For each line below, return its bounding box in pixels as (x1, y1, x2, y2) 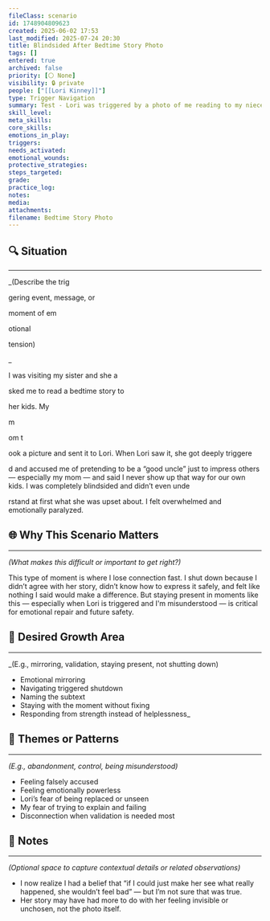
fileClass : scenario (8, 11, 78, 20)
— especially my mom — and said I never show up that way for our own (8, 473, 246, 482)
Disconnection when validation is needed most (19, 811, 175, 821)
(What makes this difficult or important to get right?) (8, 557, 182, 567)
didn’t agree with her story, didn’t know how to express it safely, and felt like (8, 581, 260, 591)
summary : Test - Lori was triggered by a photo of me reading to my (8, 101, 243, 109)
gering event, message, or (8, 293, 96, 302)
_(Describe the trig (8, 277, 70, 287)
